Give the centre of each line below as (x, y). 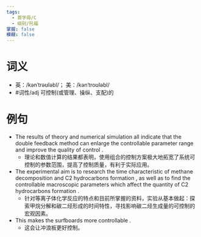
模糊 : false (20, 35)
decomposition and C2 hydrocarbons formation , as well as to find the (103, 178)
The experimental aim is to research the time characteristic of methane (104, 171)
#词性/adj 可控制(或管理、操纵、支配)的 (64, 93)
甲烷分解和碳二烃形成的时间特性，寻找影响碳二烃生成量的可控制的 (112, 206)
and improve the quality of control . (59, 150)
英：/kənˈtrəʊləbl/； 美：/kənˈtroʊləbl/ (62, 85)
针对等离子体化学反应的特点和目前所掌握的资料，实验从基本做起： (107, 198)
